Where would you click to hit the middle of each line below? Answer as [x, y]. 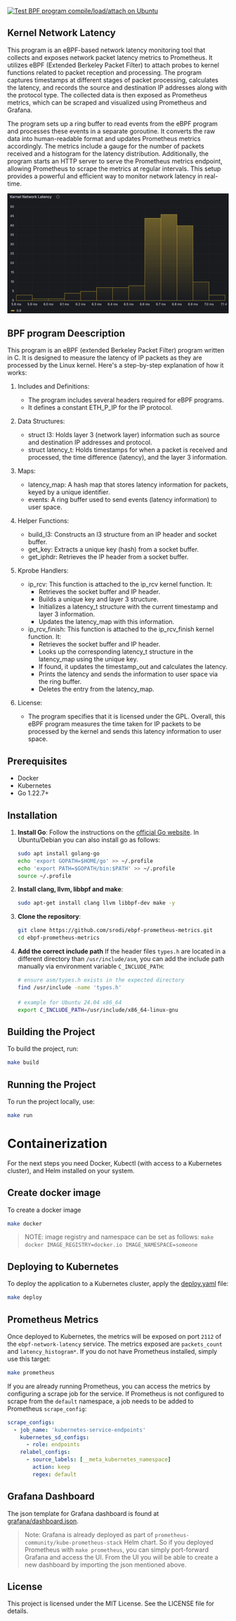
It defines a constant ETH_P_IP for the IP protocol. [100, 408]
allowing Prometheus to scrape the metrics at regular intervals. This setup [114, 169]
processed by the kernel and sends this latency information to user [125, 732]
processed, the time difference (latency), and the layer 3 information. [127, 458]
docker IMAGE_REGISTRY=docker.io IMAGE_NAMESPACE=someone [111, 1245]
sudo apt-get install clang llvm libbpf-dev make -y [96, 903]
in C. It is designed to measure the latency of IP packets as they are [105, 358]
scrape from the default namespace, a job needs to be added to [101, 1401]
